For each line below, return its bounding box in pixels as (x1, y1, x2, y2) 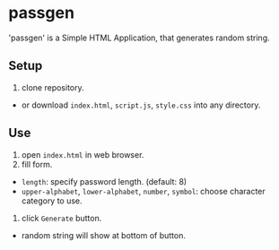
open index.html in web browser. (21, 149, 144, 159)
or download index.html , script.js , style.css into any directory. (21, 99, 261, 110)
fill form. (21, 159, 53, 169)
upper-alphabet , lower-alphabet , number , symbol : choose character (21, 185, 266, 196)
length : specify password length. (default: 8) (21, 176, 187, 186)
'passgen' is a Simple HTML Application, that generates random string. (8, 32, 270, 43)
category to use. (21, 195, 83, 206)
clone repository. (21, 82, 84, 92)
